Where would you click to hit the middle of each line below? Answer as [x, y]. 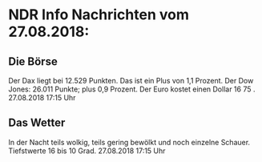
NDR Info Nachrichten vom [99, 15]
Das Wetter [37, 123]
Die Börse [33, 61]
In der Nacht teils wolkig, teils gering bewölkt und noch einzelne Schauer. [129, 142]
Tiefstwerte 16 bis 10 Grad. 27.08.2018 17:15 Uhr [87, 151]
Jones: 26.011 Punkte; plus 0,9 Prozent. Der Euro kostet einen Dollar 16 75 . [132, 89]
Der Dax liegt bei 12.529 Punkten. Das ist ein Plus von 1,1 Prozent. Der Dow [131, 81]
